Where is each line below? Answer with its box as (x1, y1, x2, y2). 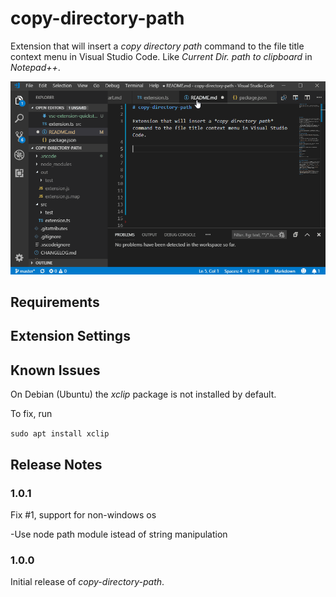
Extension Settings (10, 328, 131, 345)
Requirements (10, 294, 100, 311)
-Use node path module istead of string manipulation (10, 528, 228, 540)
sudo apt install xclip (10, 429, 110, 439)
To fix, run (10, 408, 53, 420)
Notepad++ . (10, 61, 61, 73)
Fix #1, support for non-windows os (10, 508, 157, 521)
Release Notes (10, 456, 103, 473)
